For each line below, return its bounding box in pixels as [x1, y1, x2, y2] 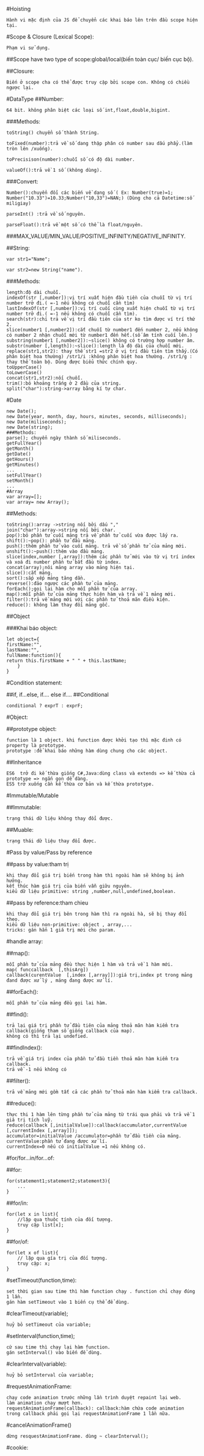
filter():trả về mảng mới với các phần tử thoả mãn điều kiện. [6, 597, 171, 603]
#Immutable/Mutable [6, 792, 59, 799]
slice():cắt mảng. [6, 570, 53, 576]
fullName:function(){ [6, 652, 62, 658]
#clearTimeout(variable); [6, 1310, 68, 1317]
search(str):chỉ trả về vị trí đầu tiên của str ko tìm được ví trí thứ [6, 316, 195, 322]
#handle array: [6, 938, 43, 945]
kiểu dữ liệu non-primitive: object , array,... [6, 922, 133, 928]
